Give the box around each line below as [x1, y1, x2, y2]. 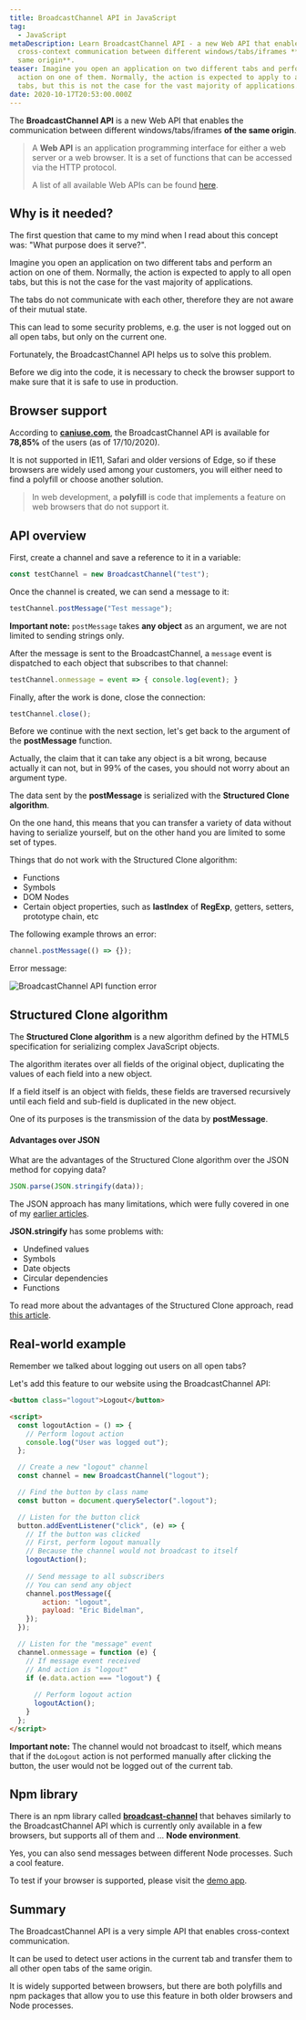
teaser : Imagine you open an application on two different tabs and [9, 65, 275, 74]
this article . [9, 1310, 52, 1321]
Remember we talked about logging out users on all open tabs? [9, 1361, 247, 1372]
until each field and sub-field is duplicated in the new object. [9, 1096, 237, 1107]
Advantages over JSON [9, 1134, 100, 1146]
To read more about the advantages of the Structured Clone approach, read [9, 1300, 294, 1311]
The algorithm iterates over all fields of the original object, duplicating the [9, 1059, 285, 1070]
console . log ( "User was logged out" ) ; [25, 1438, 169, 1447]
